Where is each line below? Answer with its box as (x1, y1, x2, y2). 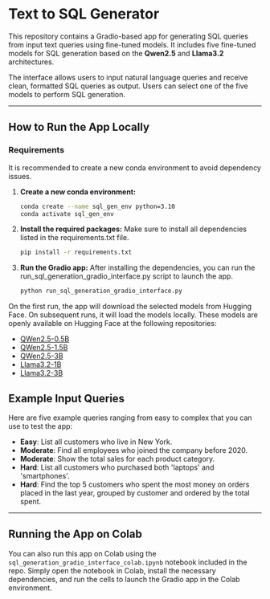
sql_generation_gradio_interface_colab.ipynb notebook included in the (8, 557, 247, 567)
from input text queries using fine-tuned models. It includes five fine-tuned (8, 39, 256, 49)
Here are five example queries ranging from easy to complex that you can (8, 413, 252, 422)
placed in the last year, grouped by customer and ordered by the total (19, 487, 251, 498)
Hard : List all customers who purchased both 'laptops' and (19, 462, 215, 472)
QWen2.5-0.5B (19, 334, 70, 344)
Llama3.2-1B (19, 360, 62, 369)
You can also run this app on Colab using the (8, 548, 157, 558)
